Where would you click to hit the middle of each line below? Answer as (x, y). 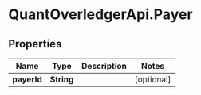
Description (104, 66)
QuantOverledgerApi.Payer (100, 15)
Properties (35, 44)
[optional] (153, 79)
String (62, 79)
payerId (27, 79)
